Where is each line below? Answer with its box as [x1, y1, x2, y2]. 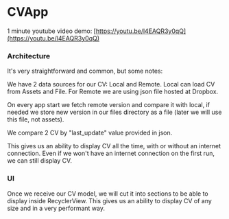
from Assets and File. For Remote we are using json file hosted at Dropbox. [7, 87, 219, 96]
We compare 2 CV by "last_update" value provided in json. [7, 128, 173, 137]
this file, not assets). [7, 115, 64, 124]
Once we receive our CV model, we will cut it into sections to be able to [7, 189, 209, 198]
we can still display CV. [7, 157, 72, 165]
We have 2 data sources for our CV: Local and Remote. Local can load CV [7, 80, 215, 89]
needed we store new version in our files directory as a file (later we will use [7, 108, 222, 117]
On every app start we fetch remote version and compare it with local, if [7, 101, 210, 109]
